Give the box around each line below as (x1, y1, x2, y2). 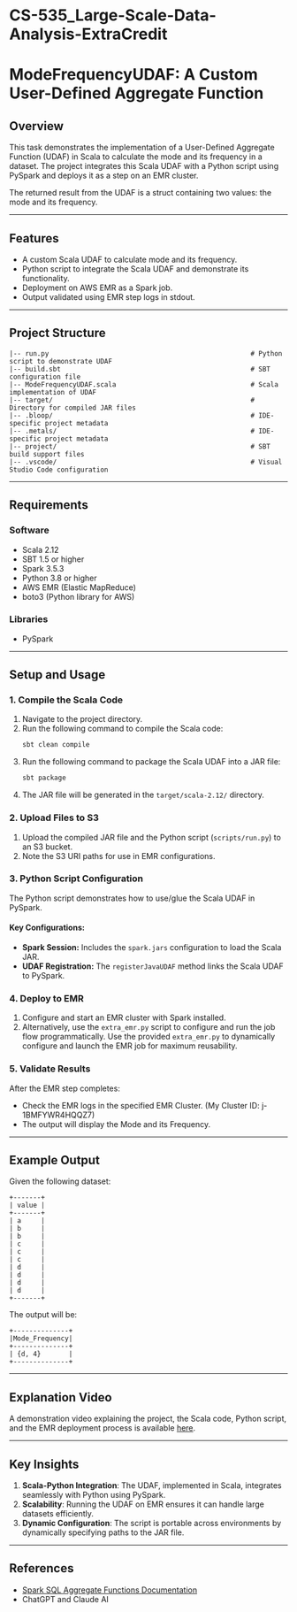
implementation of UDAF (9, 388, 97, 396)
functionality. (21, 273, 70, 283)
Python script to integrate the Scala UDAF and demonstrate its (21, 264, 249, 274)
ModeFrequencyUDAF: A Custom (9, 65, 258, 85)
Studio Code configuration (9, 465, 109, 474)
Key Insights (9, 1456, 80, 1471)
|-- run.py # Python (9, 349, 283, 358)
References (9, 1561, 74, 1576)
